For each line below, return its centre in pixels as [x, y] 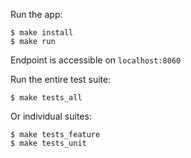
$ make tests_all [46, 98]
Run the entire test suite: [61, 79]
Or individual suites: [51, 116]
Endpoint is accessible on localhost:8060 [96, 60]
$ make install [42, 33]
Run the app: [36, 14]
